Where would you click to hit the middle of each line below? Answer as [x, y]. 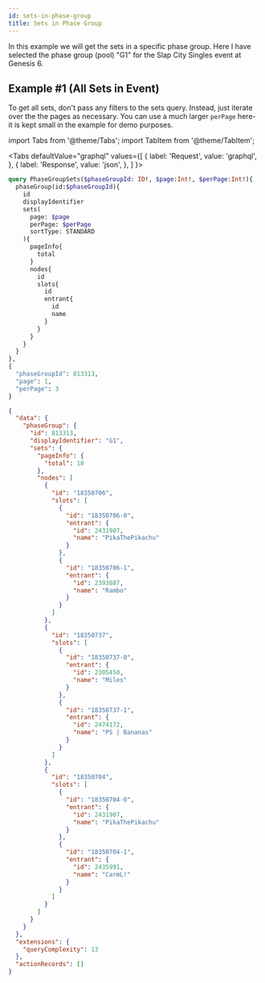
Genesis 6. [26, 63]
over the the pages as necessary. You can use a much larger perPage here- [132, 117]
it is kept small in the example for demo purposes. [91, 125]
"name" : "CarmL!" [102, 874]
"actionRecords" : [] [50, 964]
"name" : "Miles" [100, 681]
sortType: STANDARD [62, 232]
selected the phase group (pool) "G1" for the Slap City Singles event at [125, 55]
